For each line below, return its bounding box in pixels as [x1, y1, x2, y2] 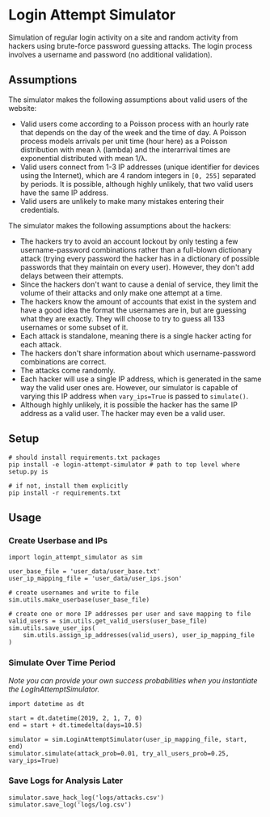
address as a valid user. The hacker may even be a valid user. [19, 408, 226, 418]
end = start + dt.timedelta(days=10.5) [8, 721, 143, 730]
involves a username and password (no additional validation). [8, 49, 213, 59]
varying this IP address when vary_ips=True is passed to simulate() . [19, 391, 249, 401]
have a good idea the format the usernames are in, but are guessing [19, 305, 247, 315]
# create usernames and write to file [8, 589, 139, 597]
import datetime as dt [8, 700, 85, 708]
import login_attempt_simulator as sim [8, 553, 143, 562]
